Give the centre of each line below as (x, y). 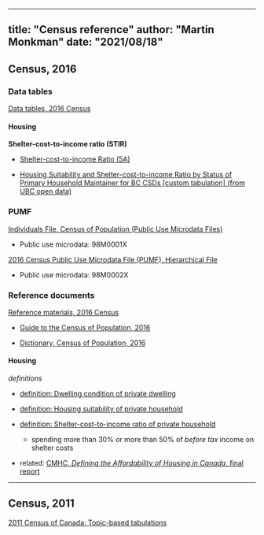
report (30, 472)
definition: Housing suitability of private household (101, 409)
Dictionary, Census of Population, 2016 (82, 343)
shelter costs (52, 448)
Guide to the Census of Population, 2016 (85, 327)
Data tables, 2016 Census (49, 109)
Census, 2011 (41, 504)
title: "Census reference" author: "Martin (111, 30)
